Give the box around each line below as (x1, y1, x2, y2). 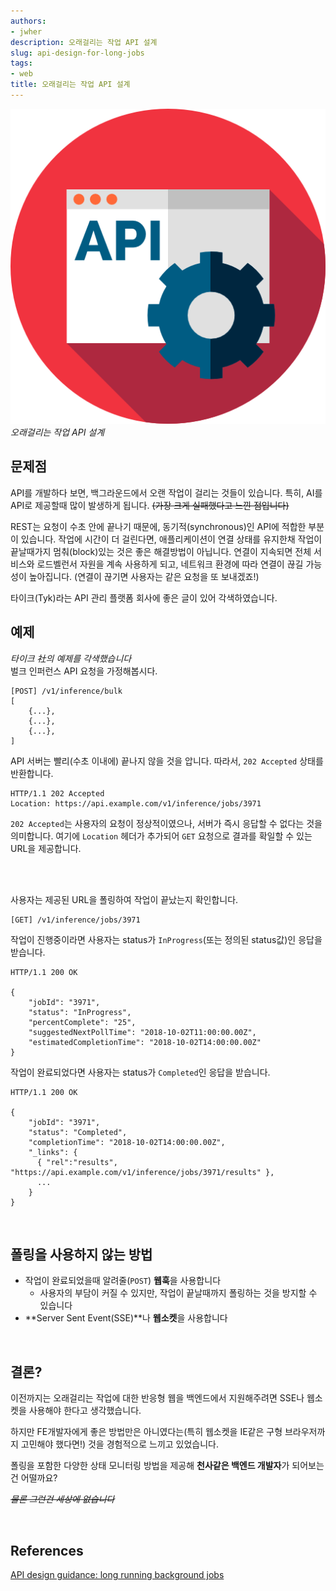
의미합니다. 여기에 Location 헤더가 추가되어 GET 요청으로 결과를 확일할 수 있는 (10, 830, 313, 842)
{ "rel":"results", (36, 1157, 118, 1167)
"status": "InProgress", (28, 1007, 132, 1017)
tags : (10, 58, 33, 69)
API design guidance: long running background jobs (10, 1568, 225, 1580)
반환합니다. (10, 767, 54, 779)
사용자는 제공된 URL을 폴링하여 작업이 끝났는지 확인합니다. (10, 893, 239, 905)
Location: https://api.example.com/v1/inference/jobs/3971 (10, 798, 262, 809)
